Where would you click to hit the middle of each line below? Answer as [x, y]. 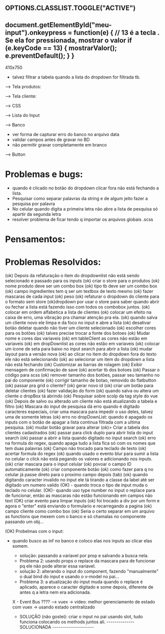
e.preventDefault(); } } [40, 55]
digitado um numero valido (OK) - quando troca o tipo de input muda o [77, 485]
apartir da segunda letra [37, 214]
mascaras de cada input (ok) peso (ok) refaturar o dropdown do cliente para [82, 297]
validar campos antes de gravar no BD [51, 140]
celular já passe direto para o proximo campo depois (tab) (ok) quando [77, 475]
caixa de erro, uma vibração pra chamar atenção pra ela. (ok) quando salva [81, 317]
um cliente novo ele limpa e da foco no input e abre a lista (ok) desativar [78, 323]
